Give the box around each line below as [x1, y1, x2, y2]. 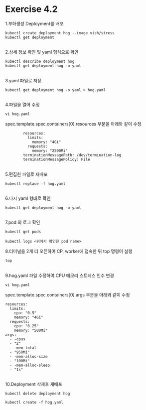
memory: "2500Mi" [31, 148, 68, 153]
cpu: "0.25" [14, 323, 39, 328]
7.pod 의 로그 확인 [5, 219, 40, 225]
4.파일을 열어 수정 [5, 102, 40, 108]
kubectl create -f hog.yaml [5, 400, 64, 405]
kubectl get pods [5, 229, 41, 235]
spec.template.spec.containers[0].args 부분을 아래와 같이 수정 [5, 291, 130, 297]
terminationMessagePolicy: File [23, 157, 91, 162]
